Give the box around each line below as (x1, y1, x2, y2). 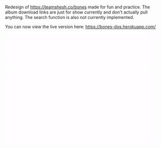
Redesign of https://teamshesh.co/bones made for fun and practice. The (5, 4, 150, 10)
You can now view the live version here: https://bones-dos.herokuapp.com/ (5, 24, 156, 30)
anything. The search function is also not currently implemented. (5, 15, 134, 20)
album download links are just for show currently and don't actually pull (5, 9, 148, 15)
